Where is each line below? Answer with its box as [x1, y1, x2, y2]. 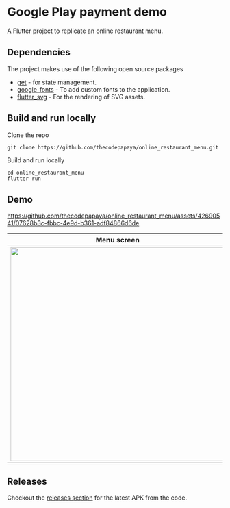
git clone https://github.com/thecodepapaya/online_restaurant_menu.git [7, 144, 219, 151]
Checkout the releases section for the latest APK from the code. [7, 494, 187, 502]
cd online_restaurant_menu [7, 169, 84, 176]
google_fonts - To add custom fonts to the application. [16, 85, 170, 93]
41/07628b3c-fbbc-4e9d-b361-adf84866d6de [7, 219, 140, 227]
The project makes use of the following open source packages [7, 64, 183, 73]
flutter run [7, 175, 41, 182]
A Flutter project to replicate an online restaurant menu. [7, 27, 164, 35]
